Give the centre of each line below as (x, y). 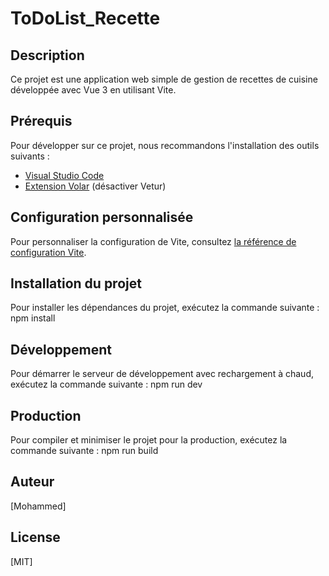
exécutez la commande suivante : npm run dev (106, 384)
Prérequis (41, 121)
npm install (33, 318)
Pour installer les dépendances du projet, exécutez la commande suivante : (165, 308)
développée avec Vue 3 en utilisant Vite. (93, 90)
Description (47, 55)
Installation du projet (76, 283)
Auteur (32, 482)
